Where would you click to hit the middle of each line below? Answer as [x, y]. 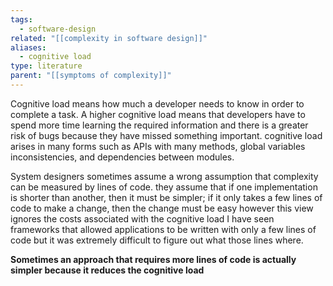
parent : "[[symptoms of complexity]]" [91, 76]
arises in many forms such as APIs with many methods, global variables [158, 146]
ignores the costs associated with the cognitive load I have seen [142, 218]
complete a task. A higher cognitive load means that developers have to [158, 114]
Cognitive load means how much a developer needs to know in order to [157, 103]
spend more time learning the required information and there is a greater [159, 125]
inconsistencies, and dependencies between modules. [122, 157]
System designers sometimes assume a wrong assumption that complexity [164, 176]
